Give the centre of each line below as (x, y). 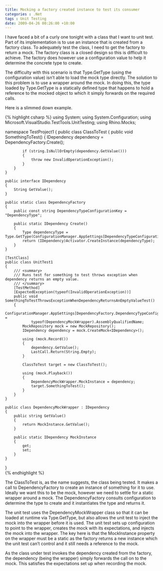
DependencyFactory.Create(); (35, 143)
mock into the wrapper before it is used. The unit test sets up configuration (80, 523)
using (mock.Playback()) (48, 373)
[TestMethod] (27, 288)
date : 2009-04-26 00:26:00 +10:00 (40, 23)
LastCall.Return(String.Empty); (64, 352)
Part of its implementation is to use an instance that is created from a (74, 42)
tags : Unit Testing (26, 19)
